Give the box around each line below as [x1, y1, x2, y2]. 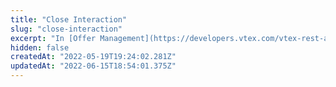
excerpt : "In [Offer [10, 33, 97, 43]
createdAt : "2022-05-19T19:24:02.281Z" [10, 52, 177, 62]
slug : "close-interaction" [10, 24, 123, 34]
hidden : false [10, 42, 70, 53]
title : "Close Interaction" [10, 14, 128, 25]
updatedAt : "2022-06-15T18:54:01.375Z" [10, 61, 177, 71]
